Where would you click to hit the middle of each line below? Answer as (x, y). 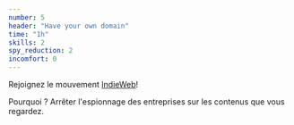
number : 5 (27, 17)
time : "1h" (29, 34)
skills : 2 (27, 42)
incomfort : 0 (33, 59)
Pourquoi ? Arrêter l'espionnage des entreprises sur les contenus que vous (147, 102)
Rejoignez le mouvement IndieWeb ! (73, 84)
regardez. (26, 111)
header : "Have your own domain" (69, 26)
